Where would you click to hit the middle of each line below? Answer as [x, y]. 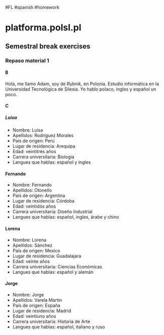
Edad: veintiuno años [34, 316]
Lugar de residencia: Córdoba [43, 201]
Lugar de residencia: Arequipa [44, 146]
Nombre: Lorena [29, 240]
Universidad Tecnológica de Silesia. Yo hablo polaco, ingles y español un [81, 89]
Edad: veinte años [31, 261]
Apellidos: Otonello [32, 190]
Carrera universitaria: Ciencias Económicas [57, 266]
